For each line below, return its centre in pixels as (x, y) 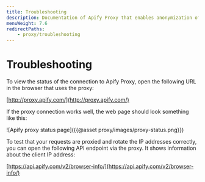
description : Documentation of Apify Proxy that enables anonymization (99, 18)
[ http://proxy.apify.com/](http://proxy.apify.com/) (68, 100)
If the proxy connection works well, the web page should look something (98, 112)
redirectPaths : (26, 29)
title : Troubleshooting (37, 12)
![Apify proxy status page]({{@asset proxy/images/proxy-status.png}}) (95, 130)
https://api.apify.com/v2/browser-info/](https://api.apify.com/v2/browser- (101, 166)
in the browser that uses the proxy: (50, 88)
